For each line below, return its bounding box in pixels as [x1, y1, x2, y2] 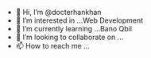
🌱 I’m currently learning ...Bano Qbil [15, 24, 133, 33]
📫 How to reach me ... [15, 42, 90, 50]
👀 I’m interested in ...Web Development [15, 16, 144, 25]
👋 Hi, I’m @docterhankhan [15, 8, 102, 16]
